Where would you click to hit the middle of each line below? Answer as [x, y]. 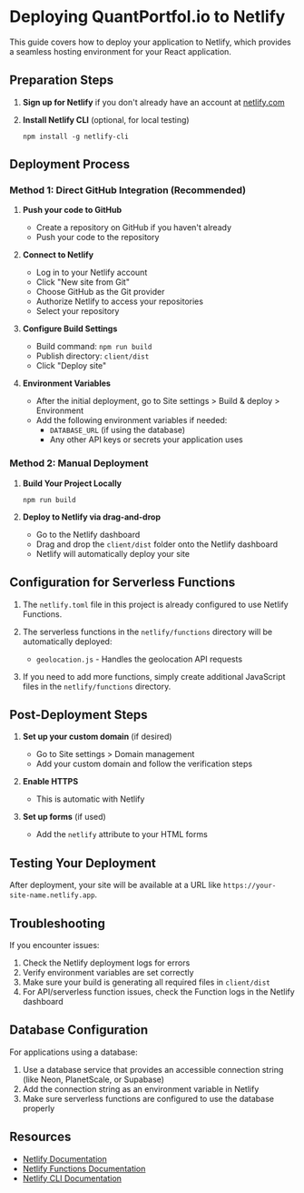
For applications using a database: [74, 1052]
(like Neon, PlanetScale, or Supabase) [93, 1079]
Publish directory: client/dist [93, 356]
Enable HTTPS [50, 782]
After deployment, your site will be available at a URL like [115, 885]
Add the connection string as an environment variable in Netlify [141, 1088]
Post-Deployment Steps [78, 715]
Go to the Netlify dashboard [88, 534]
